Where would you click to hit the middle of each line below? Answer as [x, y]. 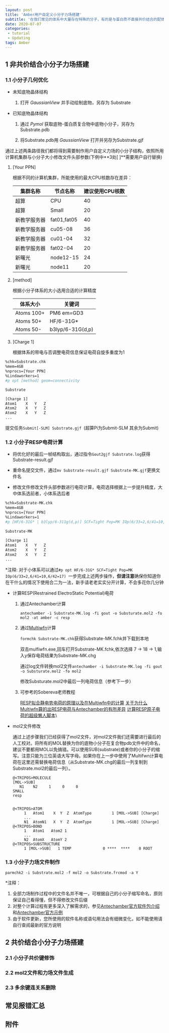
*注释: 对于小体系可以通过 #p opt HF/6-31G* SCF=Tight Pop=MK [69, 569]
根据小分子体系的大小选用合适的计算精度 [54, 291]
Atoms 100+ [30, 313]
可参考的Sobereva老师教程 [48, 692]
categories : [18, 29]
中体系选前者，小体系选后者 [41, 494]
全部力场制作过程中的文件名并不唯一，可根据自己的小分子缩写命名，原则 [87, 894]
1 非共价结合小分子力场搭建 [47, 64]
